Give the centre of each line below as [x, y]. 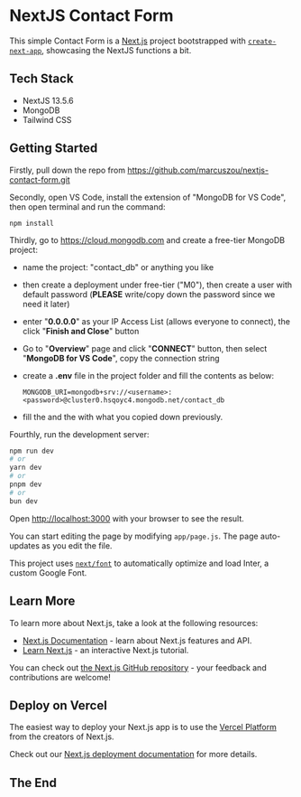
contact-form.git [40, 179]
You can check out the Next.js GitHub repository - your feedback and [138, 667]
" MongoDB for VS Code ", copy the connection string [121, 358]
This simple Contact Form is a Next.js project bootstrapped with [128, 41]
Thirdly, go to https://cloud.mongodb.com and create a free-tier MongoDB [147, 239]
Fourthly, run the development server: [80, 434]
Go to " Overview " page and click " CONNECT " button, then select [145, 348]
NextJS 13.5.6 [48, 100]
